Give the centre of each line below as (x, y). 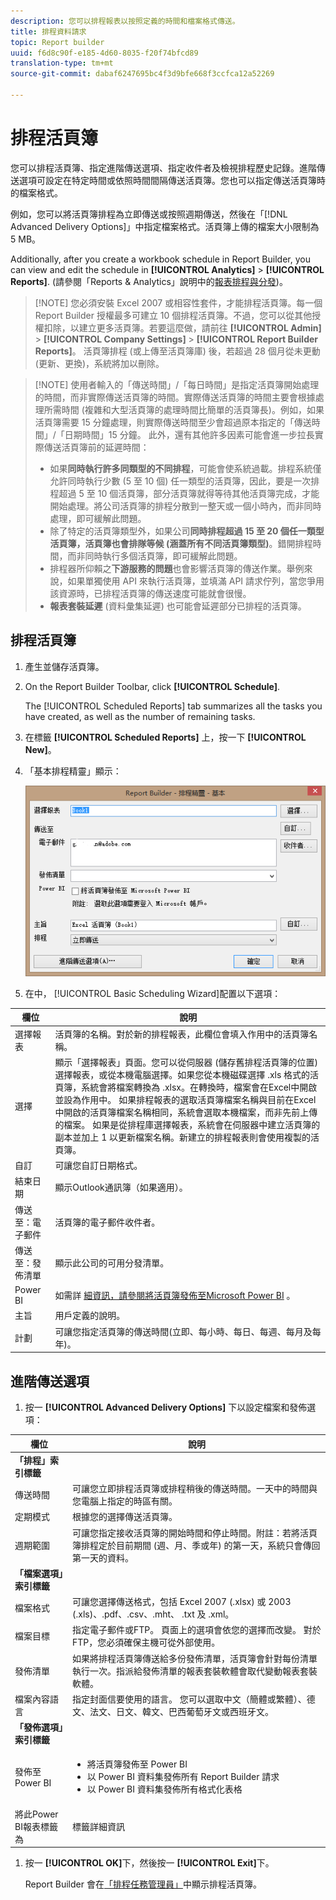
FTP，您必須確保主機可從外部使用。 (146, 1642)
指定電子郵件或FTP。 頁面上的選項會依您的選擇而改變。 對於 (197, 1630)
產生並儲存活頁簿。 (64, 666)
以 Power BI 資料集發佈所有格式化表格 (164, 1789)
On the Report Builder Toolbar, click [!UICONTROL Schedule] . (152, 686)
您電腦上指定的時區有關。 (125, 1501)
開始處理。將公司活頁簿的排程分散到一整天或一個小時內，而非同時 (185, 506)
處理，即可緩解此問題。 (98, 518)
